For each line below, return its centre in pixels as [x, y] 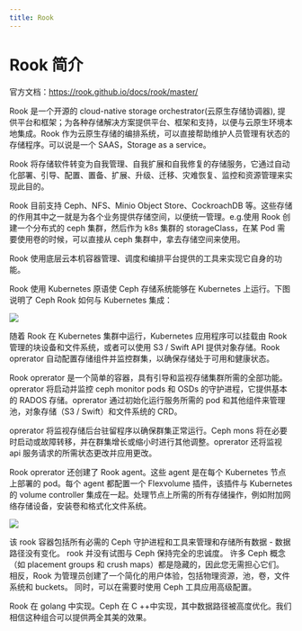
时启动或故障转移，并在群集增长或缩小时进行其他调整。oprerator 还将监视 [146, 441]
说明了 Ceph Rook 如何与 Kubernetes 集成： [91, 300]
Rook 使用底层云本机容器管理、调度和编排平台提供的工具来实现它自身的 [142, 258]
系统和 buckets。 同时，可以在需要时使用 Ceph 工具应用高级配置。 [133, 587]
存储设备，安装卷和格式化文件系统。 [84, 506]
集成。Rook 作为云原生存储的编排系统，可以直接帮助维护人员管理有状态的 [153, 133]
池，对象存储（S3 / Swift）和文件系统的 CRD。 [96, 411]
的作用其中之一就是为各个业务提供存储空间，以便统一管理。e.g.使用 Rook [145, 216]
